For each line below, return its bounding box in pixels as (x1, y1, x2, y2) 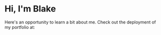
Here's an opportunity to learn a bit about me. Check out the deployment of (4, 19, 156, 25)
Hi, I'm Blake (4, 3, 56, 14)
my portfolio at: (4, 24, 35, 30)
